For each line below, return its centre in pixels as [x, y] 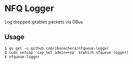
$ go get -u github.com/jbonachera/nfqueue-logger [57, 48]
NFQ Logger [29, 8]
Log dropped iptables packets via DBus [44, 22]
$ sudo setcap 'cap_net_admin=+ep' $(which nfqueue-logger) [67, 52]
